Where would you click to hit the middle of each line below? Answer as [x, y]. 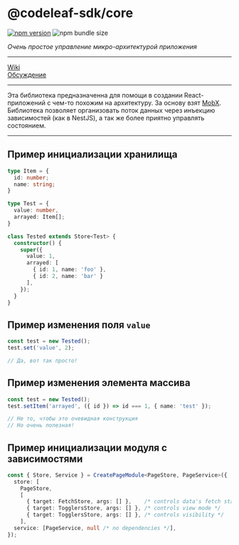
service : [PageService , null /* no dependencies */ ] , [95, 528]
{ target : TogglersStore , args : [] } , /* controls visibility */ [125, 515]
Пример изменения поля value [79, 325]
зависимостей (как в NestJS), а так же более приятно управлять [106, 118]
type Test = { [28, 204]
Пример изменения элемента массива [99, 383]
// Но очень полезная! [41, 425]
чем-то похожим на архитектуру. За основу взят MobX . [137, 103]
